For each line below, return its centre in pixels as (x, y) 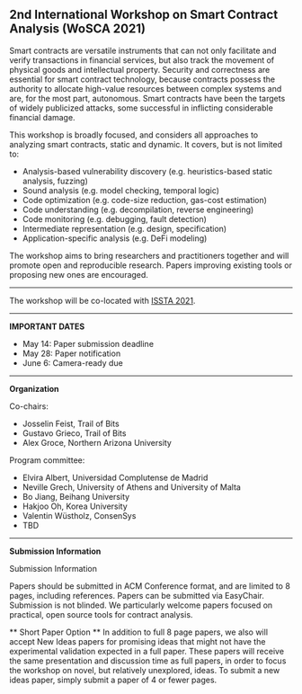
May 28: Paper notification (71, 353)
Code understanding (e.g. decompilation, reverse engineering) (138, 209)
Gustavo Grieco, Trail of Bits (74, 433)
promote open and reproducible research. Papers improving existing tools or (151, 265)
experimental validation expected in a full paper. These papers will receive (147, 651)
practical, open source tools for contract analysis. (101, 614)
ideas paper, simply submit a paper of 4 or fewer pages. (113, 680)
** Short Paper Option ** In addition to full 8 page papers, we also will (138, 632)
